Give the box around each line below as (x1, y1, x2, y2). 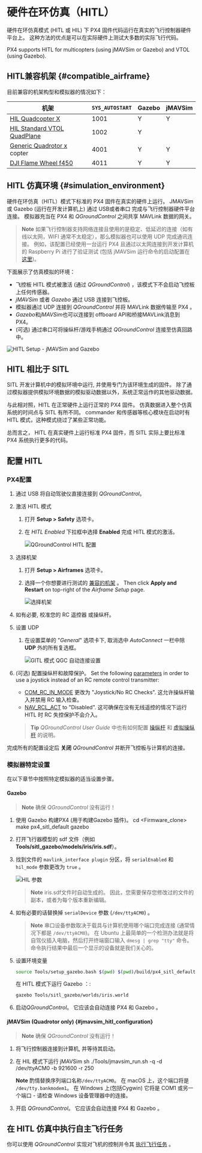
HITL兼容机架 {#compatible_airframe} (7, 71, 150, 82)
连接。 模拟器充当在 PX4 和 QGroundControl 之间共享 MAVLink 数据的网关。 (7, 212, 195, 219)
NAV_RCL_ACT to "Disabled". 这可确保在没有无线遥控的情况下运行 (24, 704, 188, 711)
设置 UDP (15, 624, 40, 631)
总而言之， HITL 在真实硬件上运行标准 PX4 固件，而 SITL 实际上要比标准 (7, 429, 185, 436)
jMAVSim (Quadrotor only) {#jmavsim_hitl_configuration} (7, 1017, 153, 1025)
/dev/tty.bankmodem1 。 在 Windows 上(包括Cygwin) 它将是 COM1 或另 (15, 1084, 188, 1091)
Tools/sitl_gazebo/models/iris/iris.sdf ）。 (15, 843, 120, 850)
